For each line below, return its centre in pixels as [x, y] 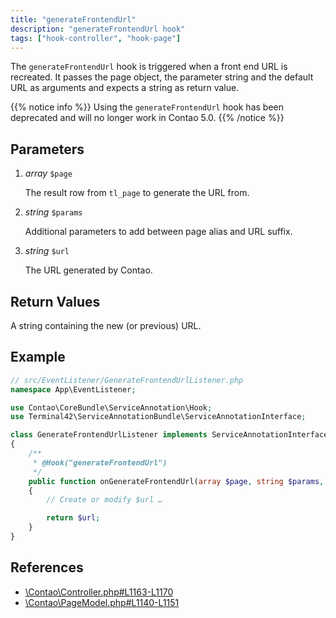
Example [38, 357]
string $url [47, 251]
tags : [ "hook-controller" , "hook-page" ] [96, 38]
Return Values [55, 301]
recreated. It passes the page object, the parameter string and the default [162, 77]
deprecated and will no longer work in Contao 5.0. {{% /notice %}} [147, 118]
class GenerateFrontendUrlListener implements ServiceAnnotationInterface [169, 435]
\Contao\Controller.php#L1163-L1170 [99, 592]
